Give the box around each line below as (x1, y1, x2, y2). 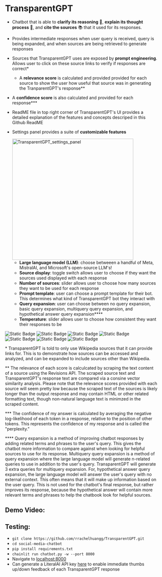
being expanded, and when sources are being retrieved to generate (12, 41, 147, 47)
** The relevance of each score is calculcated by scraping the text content (5, 365, 154, 371)
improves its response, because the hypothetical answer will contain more (5, 487, 153, 493)
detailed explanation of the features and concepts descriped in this (12, 114, 146, 120)
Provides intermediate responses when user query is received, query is (12, 35, 154, 41)
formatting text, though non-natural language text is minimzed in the (5, 396, 141, 401)
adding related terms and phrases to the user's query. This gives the (5, 440, 142, 446)
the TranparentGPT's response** (19, 85, 86, 91)
